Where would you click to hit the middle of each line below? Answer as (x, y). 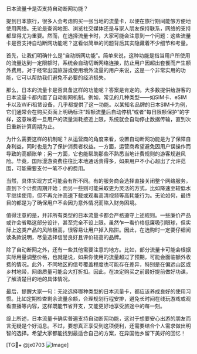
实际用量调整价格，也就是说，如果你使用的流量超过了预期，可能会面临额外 (96, 257)
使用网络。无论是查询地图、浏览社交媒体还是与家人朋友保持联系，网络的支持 (98, 28)
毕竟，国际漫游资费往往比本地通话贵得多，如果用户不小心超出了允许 (98, 161)
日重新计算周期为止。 (32, 127)
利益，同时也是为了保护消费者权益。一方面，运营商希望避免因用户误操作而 (101, 146)
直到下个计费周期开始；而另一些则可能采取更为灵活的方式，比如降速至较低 (96, 188)
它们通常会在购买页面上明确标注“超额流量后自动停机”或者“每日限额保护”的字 (98, 112)
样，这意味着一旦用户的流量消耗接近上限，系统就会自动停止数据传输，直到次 (98, 119)
